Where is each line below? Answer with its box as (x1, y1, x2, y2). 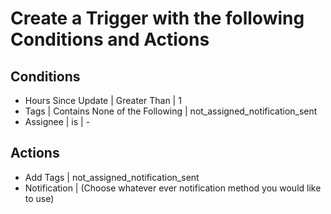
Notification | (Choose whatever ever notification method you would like (24, 182, 322, 194)
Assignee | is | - (24, 116, 91, 127)
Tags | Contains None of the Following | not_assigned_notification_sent (24, 105, 318, 117)
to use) (24, 192, 55, 204)
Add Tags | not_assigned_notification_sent (24, 171, 200, 183)
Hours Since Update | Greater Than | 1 (24, 95, 182, 106)
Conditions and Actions (10, 28, 210, 51)
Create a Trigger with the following (10, 7, 305, 30)
